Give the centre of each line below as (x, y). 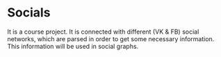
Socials (29, 13)
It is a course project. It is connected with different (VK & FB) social (103, 32)
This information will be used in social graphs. (73, 46)
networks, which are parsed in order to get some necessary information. (111, 38)
